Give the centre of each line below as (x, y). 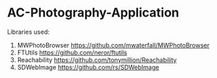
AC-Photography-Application (93, 13)
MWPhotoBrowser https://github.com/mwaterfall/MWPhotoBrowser (113, 45)
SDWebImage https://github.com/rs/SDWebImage (88, 67)
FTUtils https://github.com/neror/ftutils (72, 52)
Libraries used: (28, 32)
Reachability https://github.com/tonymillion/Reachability (97, 59)
